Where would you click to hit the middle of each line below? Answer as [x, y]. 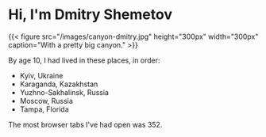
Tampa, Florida [44, 109]
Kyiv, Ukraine [41, 75]
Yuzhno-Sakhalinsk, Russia [64, 92]
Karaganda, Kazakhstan [59, 84]
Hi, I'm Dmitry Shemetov [91, 15]
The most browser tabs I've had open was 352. [85, 124]
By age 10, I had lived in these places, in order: [84, 60]
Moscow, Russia [46, 101]
